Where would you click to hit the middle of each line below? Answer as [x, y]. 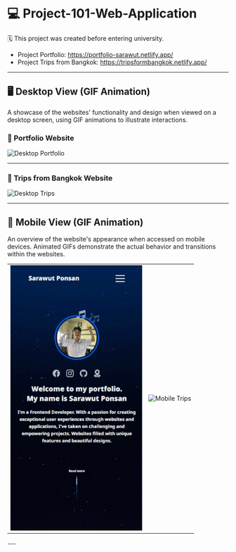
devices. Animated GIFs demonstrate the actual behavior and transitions [112, 246]
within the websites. [36, 254]
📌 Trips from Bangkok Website [60, 178]
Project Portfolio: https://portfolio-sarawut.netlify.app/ [95, 54]
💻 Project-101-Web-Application [102, 14]
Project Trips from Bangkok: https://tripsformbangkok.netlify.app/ [112, 62]
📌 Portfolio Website [41, 138]
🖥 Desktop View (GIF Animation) [79, 92]
